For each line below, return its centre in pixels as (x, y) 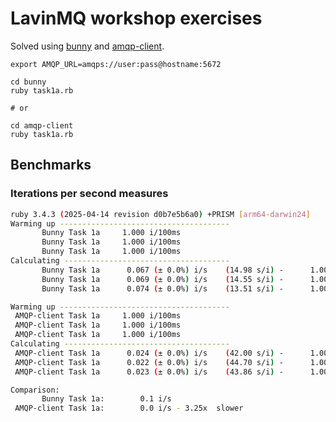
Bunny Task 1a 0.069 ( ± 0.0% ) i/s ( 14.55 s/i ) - (162, 279)
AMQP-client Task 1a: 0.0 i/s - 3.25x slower (129, 408)
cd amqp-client (42, 125)
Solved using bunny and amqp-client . (87, 46)
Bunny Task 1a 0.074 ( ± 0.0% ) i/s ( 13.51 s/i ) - (162, 288)
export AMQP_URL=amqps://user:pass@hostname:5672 (116, 64)
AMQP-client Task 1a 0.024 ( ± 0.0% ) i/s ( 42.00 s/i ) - (149, 353)
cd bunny (28, 82)
